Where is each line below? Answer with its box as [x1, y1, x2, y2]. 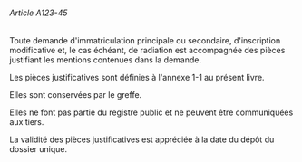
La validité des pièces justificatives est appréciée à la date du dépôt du [9, 134, 275, 145]
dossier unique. [9, 144, 68, 155]
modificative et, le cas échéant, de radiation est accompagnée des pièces [9, 45, 286, 56]
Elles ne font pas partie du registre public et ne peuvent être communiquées [9, 107, 294, 118]
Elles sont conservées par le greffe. [9, 90, 142, 100]
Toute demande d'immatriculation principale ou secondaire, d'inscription [9, 35, 281, 46]
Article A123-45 [9, 7, 68, 18]
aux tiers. [9, 117, 44, 128]
